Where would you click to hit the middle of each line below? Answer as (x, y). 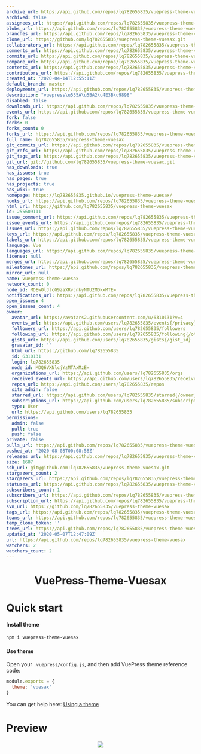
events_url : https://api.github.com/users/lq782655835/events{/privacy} (104, 323)
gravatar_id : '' (32, 345)
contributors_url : (29, 73)
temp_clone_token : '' (33, 523)
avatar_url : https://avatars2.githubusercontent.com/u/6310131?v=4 (98, 318)
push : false (27, 434)
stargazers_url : (26, 479)
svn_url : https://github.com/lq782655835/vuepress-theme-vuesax (88, 506)
